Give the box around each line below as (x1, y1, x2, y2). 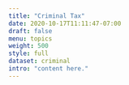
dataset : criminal (8, 57, 71, 66)
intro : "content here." (8, 65, 89, 73)
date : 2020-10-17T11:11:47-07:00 (8, 19, 122, 28)
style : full (8, 49, 49, 57)
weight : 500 (8, 42, 49, 50)
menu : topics (8, 34, 53, 43)
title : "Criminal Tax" (8, 11, 85, 20)
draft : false (8, 27, 53, 35)
